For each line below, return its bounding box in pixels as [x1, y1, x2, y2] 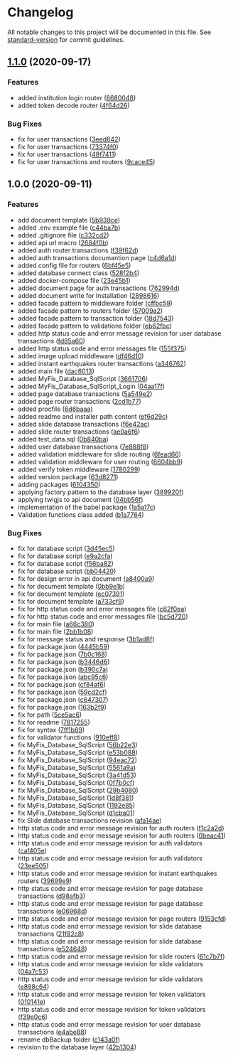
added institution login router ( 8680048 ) [17, 93, 136, 102]
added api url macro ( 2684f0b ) [17, 238, 109, 247]
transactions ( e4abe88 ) [17, 1027, 87, 1036]
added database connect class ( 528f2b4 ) [17, 268, 140, 277]
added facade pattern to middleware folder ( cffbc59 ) [17, 299, 173, 307]
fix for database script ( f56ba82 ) [17, 559, 114, 567]
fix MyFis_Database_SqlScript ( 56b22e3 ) [17, 740, 138, 749]
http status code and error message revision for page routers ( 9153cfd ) [17, 914, 227, 923]
